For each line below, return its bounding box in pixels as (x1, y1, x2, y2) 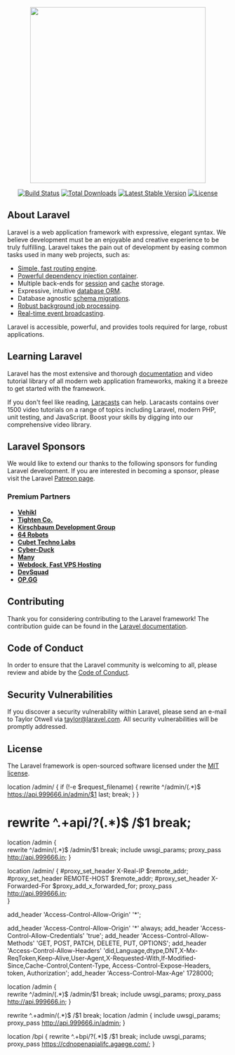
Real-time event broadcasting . (17, 308, 105, 317)
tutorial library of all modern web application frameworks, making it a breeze (7, 377, 228, 385)
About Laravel (7, 209, 70, 221)
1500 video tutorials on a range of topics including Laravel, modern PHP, (7, 405, 216, 413)
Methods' (7, 939, 35, 947)
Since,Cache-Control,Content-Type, (7, 961, 111, 970)
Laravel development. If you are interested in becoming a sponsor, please (7, 467, 220, 475)
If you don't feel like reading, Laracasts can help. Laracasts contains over (7, 398, 219, 406)
